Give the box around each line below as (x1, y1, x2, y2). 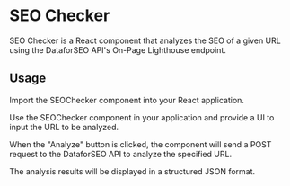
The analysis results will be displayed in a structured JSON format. (9, 165, 256, 176)
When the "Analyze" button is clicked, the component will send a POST (9, 138, 272, 149)
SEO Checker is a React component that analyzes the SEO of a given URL (9, 35, 281, 46)
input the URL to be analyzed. (9, 121, 119, 132)
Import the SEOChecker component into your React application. (9, 94, 245, 105)
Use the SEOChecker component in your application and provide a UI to (9, 111, 275, 122)
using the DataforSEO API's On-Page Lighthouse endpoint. (9, 44, 226, 55)
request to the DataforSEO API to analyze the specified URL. (9, 148, 232, 159)
